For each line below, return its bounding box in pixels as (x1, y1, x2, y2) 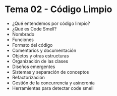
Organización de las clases (12, 58, 69, 64)
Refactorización (12, 74, 45, 80)
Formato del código (12, 42, 53, 48)
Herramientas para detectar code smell (12, 85, 94, 91)
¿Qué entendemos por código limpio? (12, 20, 90, 26)
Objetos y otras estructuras (12, 52, 69, 59)
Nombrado (12, 31, 35, 37)
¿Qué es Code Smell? (12, 25, 57, 31)
